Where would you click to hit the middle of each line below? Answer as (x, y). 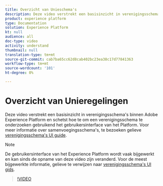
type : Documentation (26, 23)
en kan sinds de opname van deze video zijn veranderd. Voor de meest (76, 159)
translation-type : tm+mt (30, 55)
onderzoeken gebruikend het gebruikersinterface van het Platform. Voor (77, 125)
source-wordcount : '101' (30, 68)
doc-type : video (21, 41)
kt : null (14, 32)
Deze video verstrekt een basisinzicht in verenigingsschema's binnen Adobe (81, 114)
